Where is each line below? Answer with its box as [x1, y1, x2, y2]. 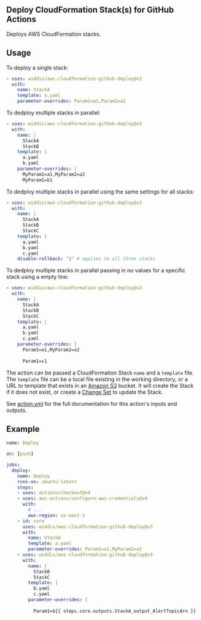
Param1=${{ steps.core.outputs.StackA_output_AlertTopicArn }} [33, 608, 197, 614]
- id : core [17, 518, 45, 524]
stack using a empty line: [6, 273, 69, 281]
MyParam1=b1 [22, 177, 53, 183]
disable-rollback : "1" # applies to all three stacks [17, 256, 156, 262]
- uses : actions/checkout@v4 [17, 490, 91, 496]
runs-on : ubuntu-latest [17, 478, 77, 485]
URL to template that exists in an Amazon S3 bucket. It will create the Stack [6, 382, 194, 389]
